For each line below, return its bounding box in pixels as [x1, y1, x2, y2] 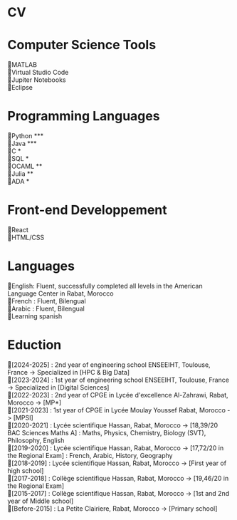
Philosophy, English [7, 436, 65, 444]
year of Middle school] [7, 496, 74, 505]
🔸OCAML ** [7, 162, 43, 171]
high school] [7, 466, 44, 474]
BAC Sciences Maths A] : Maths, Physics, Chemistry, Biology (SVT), [7, 428, 206, 437]
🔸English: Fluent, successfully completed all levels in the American [7, 281, 203, 290]
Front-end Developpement [7, 202, 167, 218]
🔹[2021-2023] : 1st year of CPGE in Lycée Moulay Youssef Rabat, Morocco [7, 405, 226, 414]
